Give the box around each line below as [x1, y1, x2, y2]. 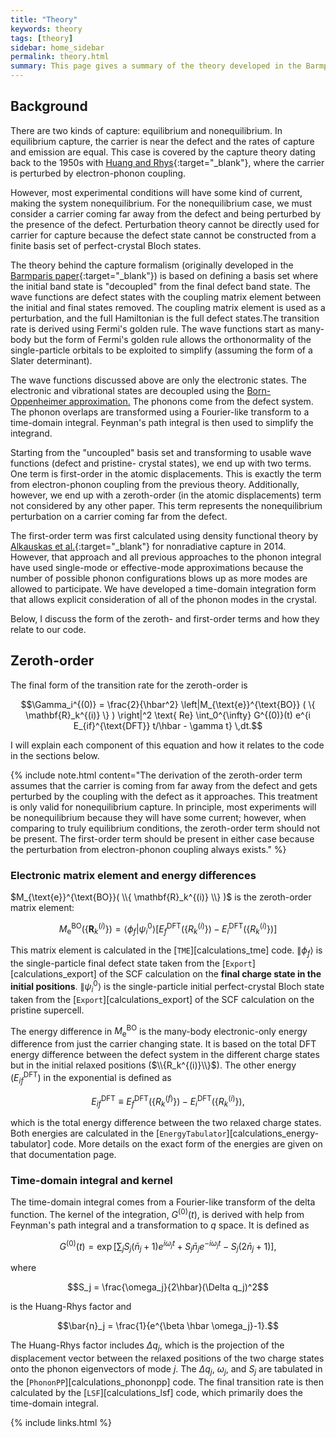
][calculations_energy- [226, 1127, 319, 1139]
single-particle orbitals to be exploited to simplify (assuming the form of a [10, 344, 313, 356]
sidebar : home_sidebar [10, 42, 105, 53]
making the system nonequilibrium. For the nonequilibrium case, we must [10, 197, 312, 209]
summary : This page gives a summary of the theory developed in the [10, 61, 302, 71]
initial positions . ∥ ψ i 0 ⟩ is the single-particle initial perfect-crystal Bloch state [10, 979, 325, 995]
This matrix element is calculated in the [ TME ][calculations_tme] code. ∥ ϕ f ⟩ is [10, 944, 323, 959]
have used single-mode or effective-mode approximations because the [10, 561, 304, 573]
